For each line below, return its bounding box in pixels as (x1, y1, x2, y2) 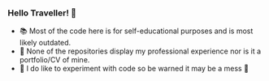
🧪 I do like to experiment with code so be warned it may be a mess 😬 (19, 64, 249, 74)
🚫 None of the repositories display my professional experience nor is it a (19, 46, 262, 56)
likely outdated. (19, 38, 72, 48)
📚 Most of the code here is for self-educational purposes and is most (19, 26, 254, 36)
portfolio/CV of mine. (19, 55, 90, 65)
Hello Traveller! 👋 (7, 7, 77, 19)
